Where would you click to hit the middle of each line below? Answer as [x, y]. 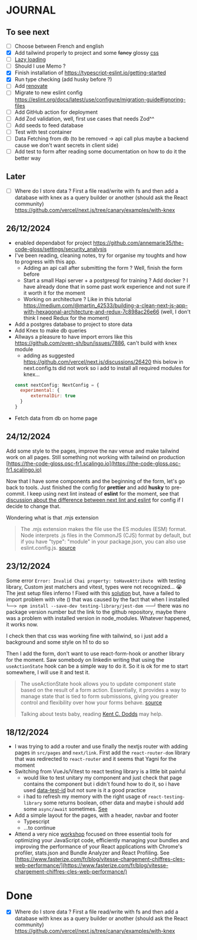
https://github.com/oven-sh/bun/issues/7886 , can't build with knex [96, 343]
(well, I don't [176, 311]
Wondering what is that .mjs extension [52, 517]
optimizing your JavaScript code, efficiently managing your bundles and [102, 840]
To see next [28, 32]
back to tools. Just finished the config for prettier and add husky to [88, 487]
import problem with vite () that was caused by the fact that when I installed [98, 599]
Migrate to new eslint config [49, 93]
